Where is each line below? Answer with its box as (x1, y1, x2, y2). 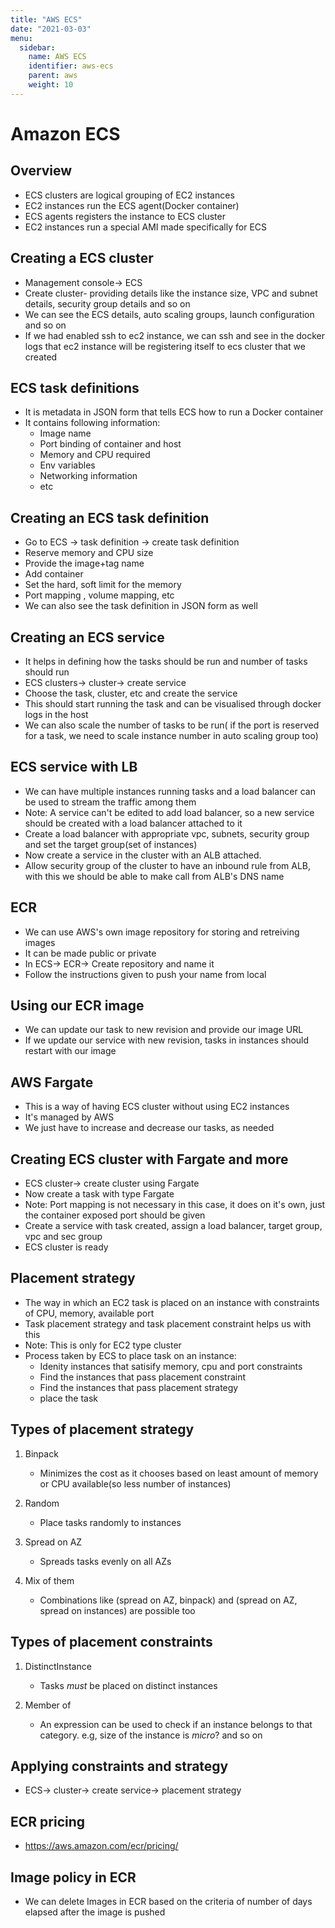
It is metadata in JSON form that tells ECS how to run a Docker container (24, 406, 324, 418)
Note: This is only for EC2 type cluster (24, 1339, 182, 1351)
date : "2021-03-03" (10, 24, 92, 34)
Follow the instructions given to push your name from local (24, 968, 267, 980)
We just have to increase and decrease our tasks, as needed (24, 1122, 275, 1134)
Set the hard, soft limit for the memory (24, 579, 182, 591)
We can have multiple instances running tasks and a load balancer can (24, 785, 316, 797)
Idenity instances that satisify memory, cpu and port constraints (39, 1360, 303, 1372)
